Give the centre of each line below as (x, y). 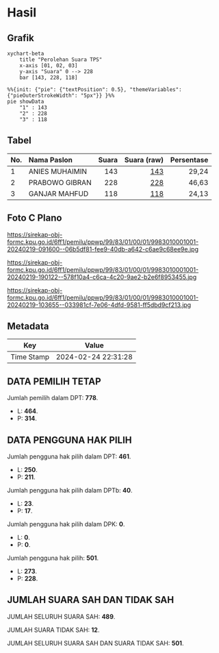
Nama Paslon (51, 160)
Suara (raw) (144, 160)
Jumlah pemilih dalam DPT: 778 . (53, 398)
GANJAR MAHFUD (59, 193)
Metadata (28, 326)
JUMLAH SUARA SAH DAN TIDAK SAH (91, 600)
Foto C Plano (35, 218)
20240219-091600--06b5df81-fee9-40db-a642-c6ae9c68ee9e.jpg (103, 249)
